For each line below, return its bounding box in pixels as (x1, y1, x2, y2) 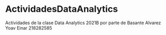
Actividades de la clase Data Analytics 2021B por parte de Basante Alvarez (5, 20, 161, 26)
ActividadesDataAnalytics (5, 3, 118, 15)
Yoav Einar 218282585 (5, 25, 52, 31)
